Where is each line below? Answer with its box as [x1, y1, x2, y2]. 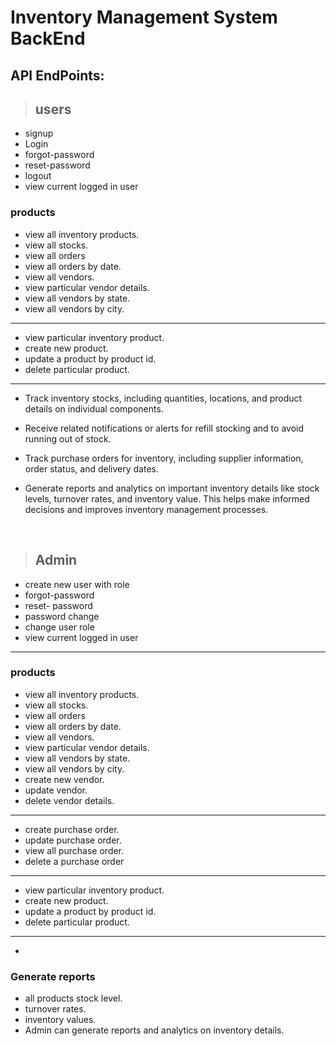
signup [24, 127, 54, 140]
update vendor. [24, 784, 88, 796]
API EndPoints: [10, 67, 105, 84]
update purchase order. [24, 834, 122, 846]
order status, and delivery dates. [24, 462, 159, 475]
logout [24, 170, 52, 182]
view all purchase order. [24, 844, 125, 856]
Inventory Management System [10, 6, 278, 29]
